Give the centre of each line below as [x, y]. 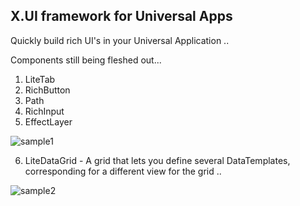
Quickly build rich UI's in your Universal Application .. [120, 40]
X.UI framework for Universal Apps [121, 16]
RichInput [44, 111]
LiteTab [40, 79]
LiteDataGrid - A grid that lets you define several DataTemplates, [157, 160]
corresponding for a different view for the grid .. [123, 171]
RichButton [47, 90]
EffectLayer [48, 121]
